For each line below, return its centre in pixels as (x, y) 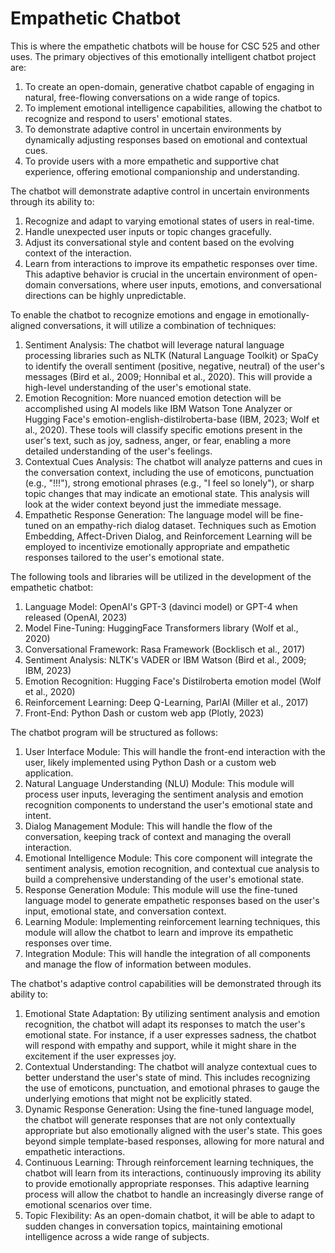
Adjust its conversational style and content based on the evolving (159, 242)
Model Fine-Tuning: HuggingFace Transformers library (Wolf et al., (161, 628)
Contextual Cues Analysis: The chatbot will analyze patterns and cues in (173, 461)
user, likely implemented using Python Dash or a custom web (150, 762)
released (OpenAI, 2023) (76, 617)
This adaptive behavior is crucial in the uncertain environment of (157, 274)
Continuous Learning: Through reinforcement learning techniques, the (169, 1162)
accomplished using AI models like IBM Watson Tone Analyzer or (158, 408)
